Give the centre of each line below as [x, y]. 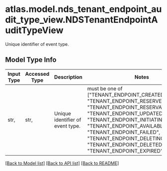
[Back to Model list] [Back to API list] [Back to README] [62, 163]
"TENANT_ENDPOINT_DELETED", [126, 145]
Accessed [37, 74]
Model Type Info [31, 60]
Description [68, 77]
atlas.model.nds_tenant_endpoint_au [83, 9]
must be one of [105, 88]
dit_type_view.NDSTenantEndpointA [82, 20]
